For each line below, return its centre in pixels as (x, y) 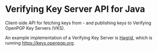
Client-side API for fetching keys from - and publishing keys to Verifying (78, 23)
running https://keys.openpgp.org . (40, 43)
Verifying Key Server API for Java (75, 9)
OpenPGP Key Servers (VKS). (35, 28)
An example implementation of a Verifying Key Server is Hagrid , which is (79, 38)
